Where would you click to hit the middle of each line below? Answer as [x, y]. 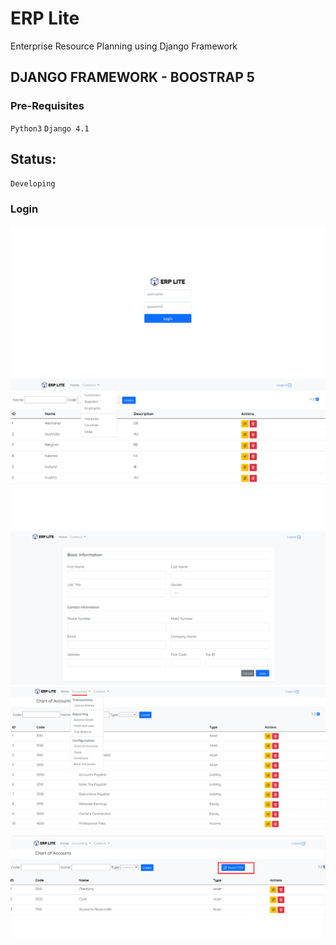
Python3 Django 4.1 [50, 128]
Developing [33, 184]
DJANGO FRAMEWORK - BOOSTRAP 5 [132, 77]
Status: [33, 159]
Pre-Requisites [47, 106]
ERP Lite [45, 18]
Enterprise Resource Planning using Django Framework [124, 46]
